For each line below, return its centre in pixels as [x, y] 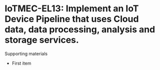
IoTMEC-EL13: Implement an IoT [72, 9]
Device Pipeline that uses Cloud [72, 19]
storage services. [42, 40]
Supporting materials [26, 53]
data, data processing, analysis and [80, 30]
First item [21, 63]
